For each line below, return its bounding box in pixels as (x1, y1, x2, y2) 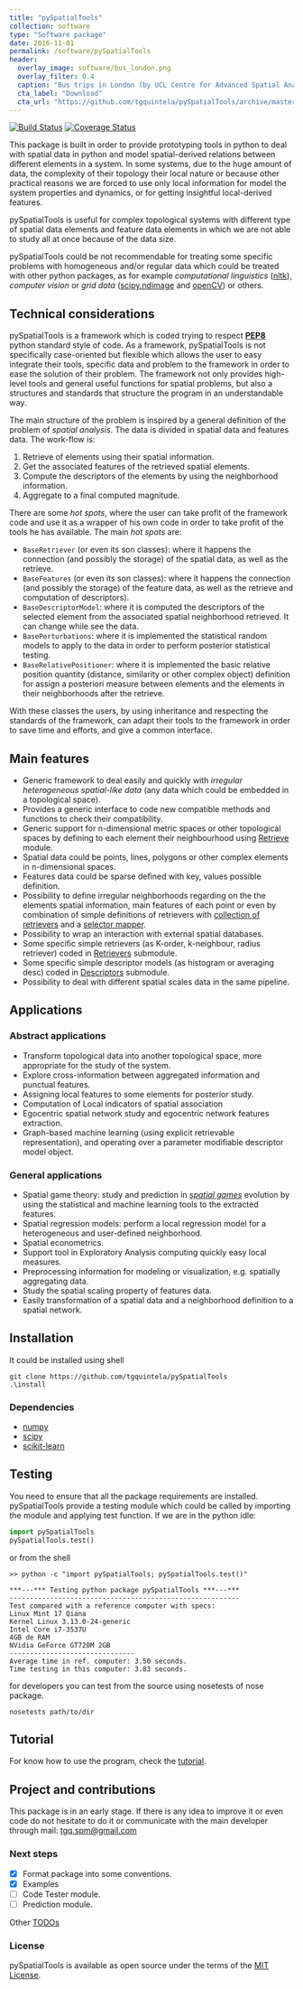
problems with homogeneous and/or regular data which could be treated (9, 261, 280, 272)
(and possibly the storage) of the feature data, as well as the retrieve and (22, 583, 294, 593)
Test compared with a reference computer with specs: (9, 1601, 216, 1611)
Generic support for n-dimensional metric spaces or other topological (22, 823, 281, 834)
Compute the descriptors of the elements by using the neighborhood (22, 471, 279, 481)
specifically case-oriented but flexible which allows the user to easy (9, 350, 262, 360)
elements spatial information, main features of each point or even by (22, 900, 277, 910)
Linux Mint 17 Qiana (9, 1609, 87, 1618)
